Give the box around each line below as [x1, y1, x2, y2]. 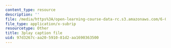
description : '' [5, 12, 40, 17]
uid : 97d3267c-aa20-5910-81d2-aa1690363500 [5, 35, 99, 40]
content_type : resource [5, 7, 56, 12]
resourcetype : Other [5, 26, 49, 31]
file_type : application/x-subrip [5, 21, 76, 26]
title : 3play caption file [5, 30, 63, 35]
